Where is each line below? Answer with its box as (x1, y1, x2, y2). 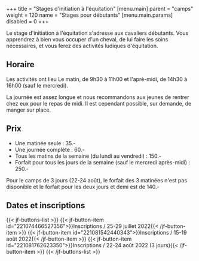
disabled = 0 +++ (6, 18, 49, 25)
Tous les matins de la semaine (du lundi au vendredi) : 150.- (14, 152, 161, 160)
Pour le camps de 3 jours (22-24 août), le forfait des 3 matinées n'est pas (6, 176, 187, 184)
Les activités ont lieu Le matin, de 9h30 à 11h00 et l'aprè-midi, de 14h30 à (6, 75, 188, 83)
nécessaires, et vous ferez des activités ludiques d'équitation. (6, 42, 158, 49)
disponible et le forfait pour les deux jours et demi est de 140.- (6, 183, 160, 190)
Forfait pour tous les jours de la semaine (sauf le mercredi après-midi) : (14, 158, 190, 166)
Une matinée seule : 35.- (14, 139, 76, 146)
